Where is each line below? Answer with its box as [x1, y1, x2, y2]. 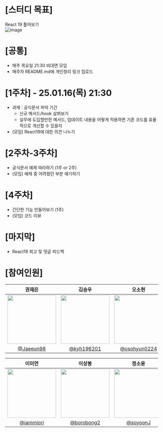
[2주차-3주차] [5, 148, 58, 159]
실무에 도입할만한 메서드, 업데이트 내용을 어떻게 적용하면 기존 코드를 [19, 116, 148, 122]
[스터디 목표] [5, 4, 53, 16]
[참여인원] [5, 267, 43, 278]
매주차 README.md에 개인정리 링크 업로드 [12, 69, 94, 74]
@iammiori [19, 419, 44, 426]
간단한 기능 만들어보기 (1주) [12, 206, 64, 212]
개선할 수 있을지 [32, 123, 63, 128]
